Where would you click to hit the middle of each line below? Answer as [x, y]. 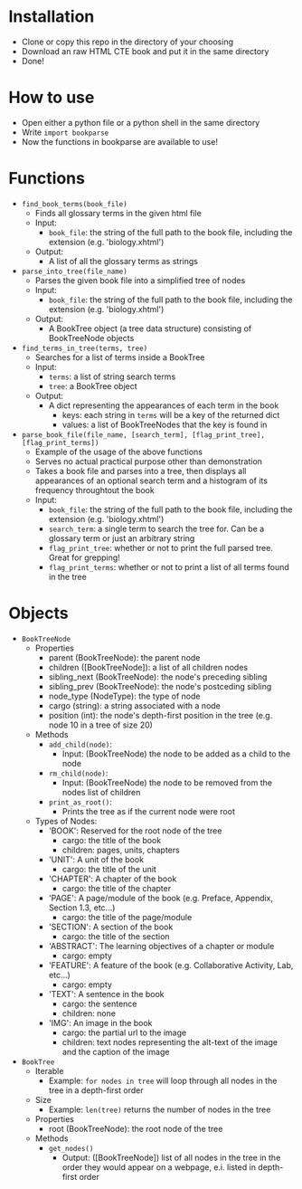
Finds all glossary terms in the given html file [118, 213]
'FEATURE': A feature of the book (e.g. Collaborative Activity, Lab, [171, 965]
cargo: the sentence [99, 1004]
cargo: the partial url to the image [124, 1032]
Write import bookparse [65, 132]
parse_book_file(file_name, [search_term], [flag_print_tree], [143, 435]
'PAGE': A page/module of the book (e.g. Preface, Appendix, [160, 898]
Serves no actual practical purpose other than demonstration [149, 461]
